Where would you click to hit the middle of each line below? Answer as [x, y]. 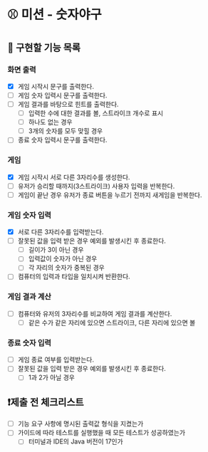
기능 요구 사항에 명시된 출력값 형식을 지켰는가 [80, 424]
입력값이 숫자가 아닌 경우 [63, 259]
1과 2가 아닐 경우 [51, 377]
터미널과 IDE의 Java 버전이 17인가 [76, 441]
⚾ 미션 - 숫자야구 [54, 15]
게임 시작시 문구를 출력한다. [56, 86]
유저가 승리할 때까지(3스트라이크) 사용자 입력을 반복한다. [96, 186]
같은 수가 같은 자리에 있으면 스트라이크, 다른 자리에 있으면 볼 [112, 322]
